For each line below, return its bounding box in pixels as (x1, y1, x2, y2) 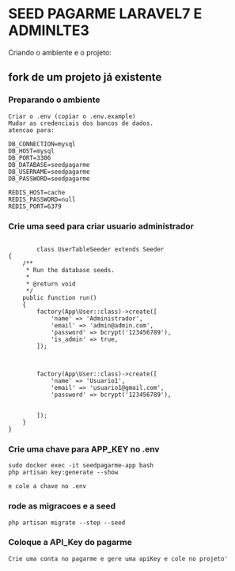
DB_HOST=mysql (8, 147, 55, 155)
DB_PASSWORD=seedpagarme (8, 175, 90, 183)
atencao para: (8, 126, 55, 134)
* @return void (25, 280, 77, 288)
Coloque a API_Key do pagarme (8, 537, 132, 548)
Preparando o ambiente (8, 94, 100, 105)
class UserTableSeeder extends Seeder (36, 245, 165, 253)
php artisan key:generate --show (8, 468, 119, 477)
